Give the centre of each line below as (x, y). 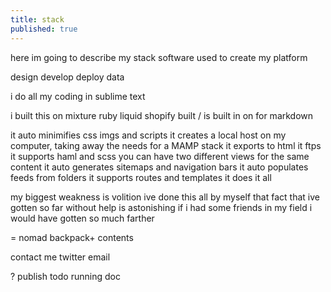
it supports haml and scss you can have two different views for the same (160, 156)
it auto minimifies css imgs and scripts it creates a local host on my (148, 135)
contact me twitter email (60, 257)
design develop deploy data (67, 77)
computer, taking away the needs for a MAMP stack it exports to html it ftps (166, 145)
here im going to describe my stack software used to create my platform (159, 57)
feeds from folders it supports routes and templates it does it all (141, 177)
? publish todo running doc (65, 276)
